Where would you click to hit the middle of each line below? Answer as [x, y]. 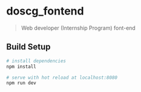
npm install [21, 67]
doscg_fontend [45, 11]
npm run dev [21, 83]
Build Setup [28, 47]
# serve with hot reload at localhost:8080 [62, 77]
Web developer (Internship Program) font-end [78, 28]
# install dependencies [36, 61]
